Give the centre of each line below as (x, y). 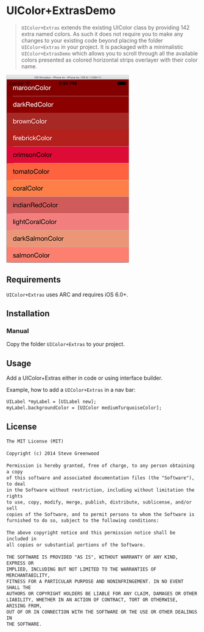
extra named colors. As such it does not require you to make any (102, 34)
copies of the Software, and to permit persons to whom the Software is (100, 515)
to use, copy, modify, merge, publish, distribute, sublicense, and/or (99, 502)
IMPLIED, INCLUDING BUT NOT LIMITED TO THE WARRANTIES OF (81, 570)
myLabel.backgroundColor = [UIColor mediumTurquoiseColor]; (84, 408)
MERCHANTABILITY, (28, 576)
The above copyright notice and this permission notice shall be (91, 533)
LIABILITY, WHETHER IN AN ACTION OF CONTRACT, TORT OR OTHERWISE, (92, 600)
